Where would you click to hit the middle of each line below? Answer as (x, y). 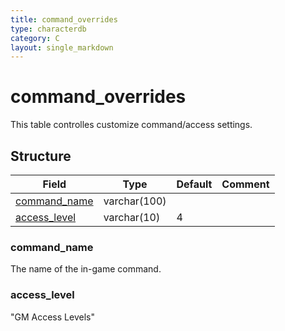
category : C (35, 38)
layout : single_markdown (62, 47)
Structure (41, 156)
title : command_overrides (64, 19)
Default (194, 184)
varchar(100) (135, 201)
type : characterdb (48, 29)
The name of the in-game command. (86, 269)
